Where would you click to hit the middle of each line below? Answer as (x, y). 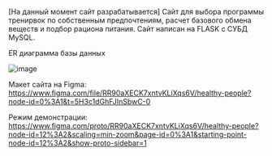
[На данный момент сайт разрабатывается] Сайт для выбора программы (136, 12)
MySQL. (22, 37)
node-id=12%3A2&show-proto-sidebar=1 (78, 143)
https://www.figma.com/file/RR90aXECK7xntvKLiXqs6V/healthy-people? (130, 93)
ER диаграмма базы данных (57, 53)
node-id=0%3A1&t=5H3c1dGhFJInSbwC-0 (80, 101)
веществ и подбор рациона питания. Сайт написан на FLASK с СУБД (128, 29)
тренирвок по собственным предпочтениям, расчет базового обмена (130, 20)
